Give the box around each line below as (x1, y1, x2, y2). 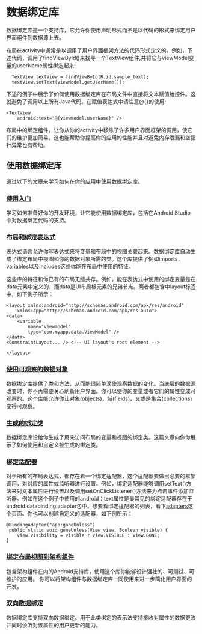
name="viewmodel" (28, 324, 71, 330)
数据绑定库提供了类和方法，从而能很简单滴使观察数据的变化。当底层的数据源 (6, 380, 196, 387)
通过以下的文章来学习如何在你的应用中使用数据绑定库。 (6, 178, 143, 185)
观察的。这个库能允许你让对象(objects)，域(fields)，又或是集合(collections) (6, 395, 192, 402)
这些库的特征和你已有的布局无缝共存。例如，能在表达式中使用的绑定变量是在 (6, 276, 196, 283)
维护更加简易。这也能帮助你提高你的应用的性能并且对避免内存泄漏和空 (16, 133, 191, 141)
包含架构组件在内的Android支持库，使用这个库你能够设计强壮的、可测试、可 (6, 567, 194, 575)
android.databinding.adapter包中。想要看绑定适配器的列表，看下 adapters (6, 502, 188, 510)
